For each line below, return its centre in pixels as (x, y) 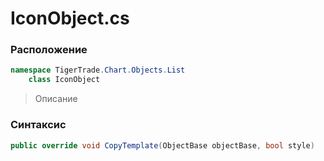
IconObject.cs (70, 18)
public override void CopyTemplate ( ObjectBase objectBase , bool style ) (162, 145)
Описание (56, 99)
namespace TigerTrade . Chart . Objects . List (98, 70)
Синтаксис (38, 125)
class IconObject (64, 80)
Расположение (49, 50)
